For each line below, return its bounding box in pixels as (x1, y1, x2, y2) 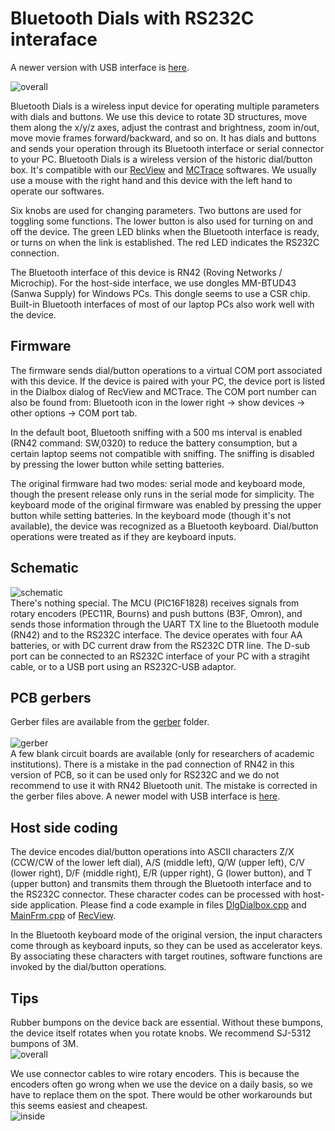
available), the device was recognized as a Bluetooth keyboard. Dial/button (10, 520, 319, 532)
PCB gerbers (10, 689, 92, 706)
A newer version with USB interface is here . (10, 61, 190, 73)
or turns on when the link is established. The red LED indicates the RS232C (10, 236, 320, 248)
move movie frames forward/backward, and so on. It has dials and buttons (10, 132, 317, 144)
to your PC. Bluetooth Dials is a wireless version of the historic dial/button (10, 153, 313, 165)
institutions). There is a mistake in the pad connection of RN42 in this (10, 758, 295, 771)
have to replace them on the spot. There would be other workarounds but (10, 1089, 313, 1101)
